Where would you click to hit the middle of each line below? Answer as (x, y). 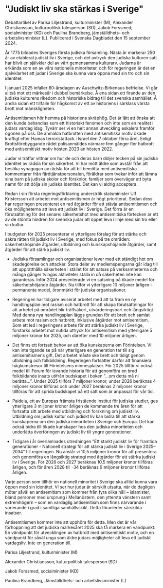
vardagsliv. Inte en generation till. (38, 543)
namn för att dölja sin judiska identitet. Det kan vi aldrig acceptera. (71, 184)
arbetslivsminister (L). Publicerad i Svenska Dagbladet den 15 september (78, 38)
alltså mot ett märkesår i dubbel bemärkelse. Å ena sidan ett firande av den (80, 93)
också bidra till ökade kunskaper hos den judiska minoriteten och (77, 427)
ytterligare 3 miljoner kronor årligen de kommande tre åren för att (77, 406)
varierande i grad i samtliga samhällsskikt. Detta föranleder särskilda (73, 507)
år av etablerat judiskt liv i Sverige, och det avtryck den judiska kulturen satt (81, 57)
